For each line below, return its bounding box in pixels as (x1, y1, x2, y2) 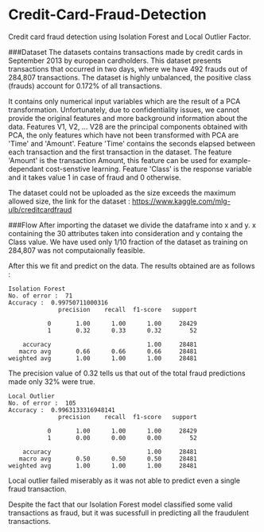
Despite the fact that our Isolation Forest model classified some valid (8, 499, 233, 509)
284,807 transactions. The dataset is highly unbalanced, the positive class (8, 72, 252, 82)
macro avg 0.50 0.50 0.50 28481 (18, 455, 197, 463)
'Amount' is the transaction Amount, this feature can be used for (8, 155, 219, 165)
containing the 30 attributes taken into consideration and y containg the (8, 228, 243, 238)
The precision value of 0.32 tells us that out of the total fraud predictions (8, 368, 246, 378)
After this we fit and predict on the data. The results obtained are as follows (8, 261, 256, 270)
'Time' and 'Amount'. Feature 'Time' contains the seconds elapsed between (8, 138, 256, 148)
